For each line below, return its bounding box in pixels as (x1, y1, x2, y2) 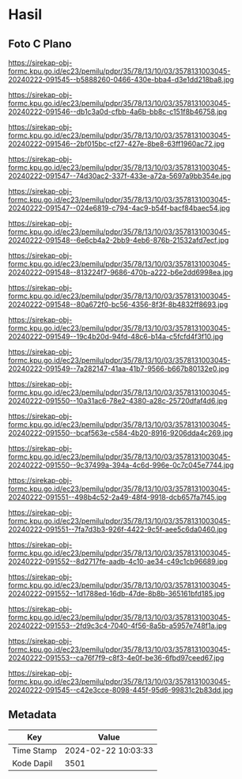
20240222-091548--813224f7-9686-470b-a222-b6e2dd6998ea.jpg (8, 267, 233, 277)
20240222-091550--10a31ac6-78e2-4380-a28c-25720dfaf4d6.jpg (8, 396, 228, 405)
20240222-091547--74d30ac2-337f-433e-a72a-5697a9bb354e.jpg (8, 172, 232, 180)
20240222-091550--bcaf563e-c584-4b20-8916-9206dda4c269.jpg (8, 429, 233, 437)
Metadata (8, 708, 57, 721)
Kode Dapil (12, 758, 53, 769)
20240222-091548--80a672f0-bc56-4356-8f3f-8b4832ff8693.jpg (8, 300, 229, 309)
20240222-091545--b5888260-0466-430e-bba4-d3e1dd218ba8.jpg (8, 75, 235, 84)
